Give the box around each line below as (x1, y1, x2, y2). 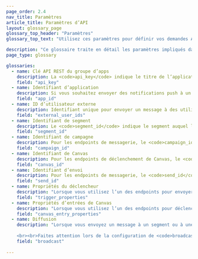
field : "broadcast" (16, 238, 65, 244)
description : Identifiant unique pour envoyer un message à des (16, 107, 178, 113)
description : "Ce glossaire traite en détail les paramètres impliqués (6, 47, 186, 53)
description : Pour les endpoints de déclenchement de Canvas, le (16, 156, 181, 162)
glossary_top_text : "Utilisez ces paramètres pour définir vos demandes (6, 36, 189, 42)
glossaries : (6, 63, 35, 68)
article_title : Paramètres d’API (6, 19, 88, 25)
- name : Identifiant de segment (11, 117, 91, 124)
